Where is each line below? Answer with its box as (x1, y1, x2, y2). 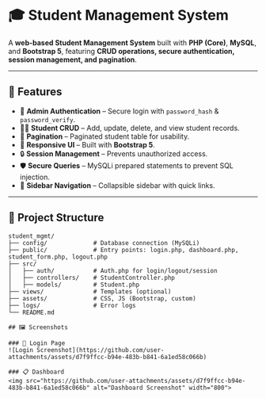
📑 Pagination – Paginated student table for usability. (19, 132, 190, 141)
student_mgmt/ (8, 232, 55, 240)
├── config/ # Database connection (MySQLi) (8, 239, 200, 247)
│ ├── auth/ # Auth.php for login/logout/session (8, 266, 218, 274)
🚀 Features (8, 85, 63, 99)
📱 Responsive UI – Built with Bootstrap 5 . (19, 140, 156, 149)
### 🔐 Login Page (8, 339, 66, 347)
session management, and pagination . (8, 55, 137, 64)
